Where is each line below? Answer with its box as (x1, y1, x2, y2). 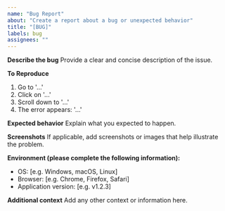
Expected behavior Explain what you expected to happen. (7, 119, 176, 127)
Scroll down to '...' (17, 98, 70, 106)
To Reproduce (7, 70, 49, 78)
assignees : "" (7, 37, 49, 44)
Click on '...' (17, 91, 51, 99)
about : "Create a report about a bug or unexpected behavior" (7, 17, 193, 24)
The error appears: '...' (17, 105, 82, 114)
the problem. (7, 140, 44, 148)
